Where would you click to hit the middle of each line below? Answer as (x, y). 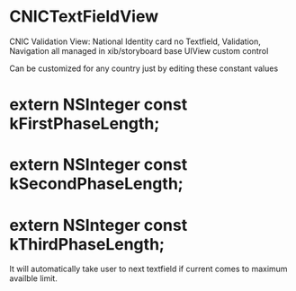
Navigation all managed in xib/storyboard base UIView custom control (139, 50)
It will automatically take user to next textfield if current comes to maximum (148, 269)
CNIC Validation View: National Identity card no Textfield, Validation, (135, 41)
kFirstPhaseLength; (85, 124)
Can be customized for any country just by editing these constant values (144, 68)
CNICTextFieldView (84, 17)
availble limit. (34, 278)
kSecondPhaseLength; (97, 184)
